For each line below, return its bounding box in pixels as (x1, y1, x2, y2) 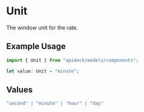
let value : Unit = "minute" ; (6, 68, 80, 74)
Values (6, 84, 33, 95)
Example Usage (6, 41, 66, 52)
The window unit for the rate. (6, 24, 78, 31)
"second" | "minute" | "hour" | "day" (6, 101, 104, 107)
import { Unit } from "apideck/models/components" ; (6, 57, 139, 63)
